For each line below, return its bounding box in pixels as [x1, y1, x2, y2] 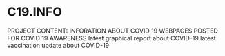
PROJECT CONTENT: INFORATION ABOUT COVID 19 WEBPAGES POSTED [7, 27, 219, 35]
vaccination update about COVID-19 [7, 41, 110, 49]
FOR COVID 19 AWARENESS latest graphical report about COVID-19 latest [7, 33, 216, 42]
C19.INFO [7, 4, 62, 20]
